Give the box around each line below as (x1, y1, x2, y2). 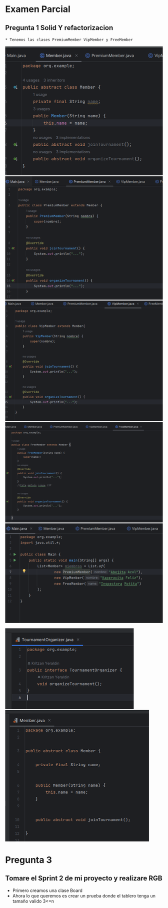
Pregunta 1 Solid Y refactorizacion (5, 24, 113, 32)
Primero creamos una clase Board (12, 887, 82, 893)
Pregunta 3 (5, 854, 52, 865)
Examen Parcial (5, 4, 71, 15)
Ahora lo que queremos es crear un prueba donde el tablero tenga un (12, 892, 156, 898)
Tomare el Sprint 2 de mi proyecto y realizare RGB (5, 874, 162, 882)
